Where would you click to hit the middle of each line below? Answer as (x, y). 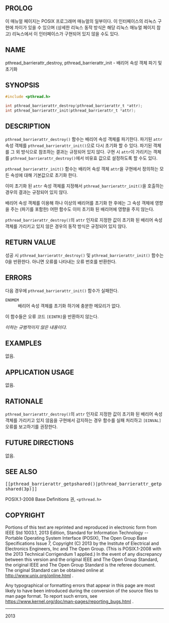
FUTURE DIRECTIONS (39, 443)
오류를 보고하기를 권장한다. (31, 427)
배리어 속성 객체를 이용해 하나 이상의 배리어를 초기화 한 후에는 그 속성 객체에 (80, 203)
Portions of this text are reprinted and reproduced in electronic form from (81, 528)
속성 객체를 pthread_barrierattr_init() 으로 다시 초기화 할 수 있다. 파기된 (79, 145)
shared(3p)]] (21, 489)
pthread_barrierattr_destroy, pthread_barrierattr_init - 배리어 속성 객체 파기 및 (84, 63)
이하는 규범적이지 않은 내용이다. (36, 327)
